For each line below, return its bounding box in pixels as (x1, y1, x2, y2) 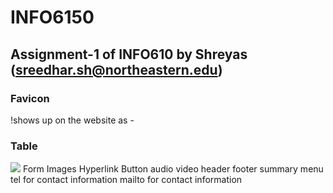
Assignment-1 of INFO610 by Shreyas (10, 46, 248, 63)
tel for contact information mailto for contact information (10, 174, 243, 186)
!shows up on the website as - (10, 114, 135, 126)
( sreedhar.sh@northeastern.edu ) (10, 61, 223, 78)
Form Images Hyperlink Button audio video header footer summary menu (22, 163, 324, 175)
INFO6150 (10, 6, 95, 29)
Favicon (10, 91, 50, 105)
